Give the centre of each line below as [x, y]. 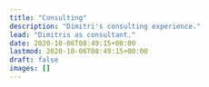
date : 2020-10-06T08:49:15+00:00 [73, 43]
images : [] [30, 69]
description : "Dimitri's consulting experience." [105, 26]
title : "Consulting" [49, 18]
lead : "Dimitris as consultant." [73, 34]
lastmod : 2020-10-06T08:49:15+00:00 [79, 52]
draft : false [34, 60]
